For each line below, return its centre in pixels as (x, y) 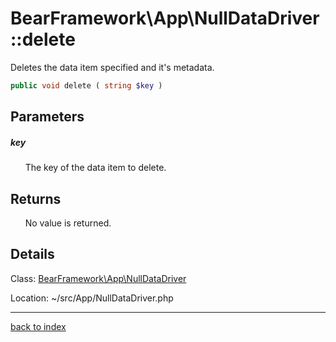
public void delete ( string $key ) (86, 85)
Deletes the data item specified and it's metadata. (112, 67)
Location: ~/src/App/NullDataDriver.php (92, 298)
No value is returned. (68, 223)
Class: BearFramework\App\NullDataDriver (98, 278)
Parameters (47, 117)
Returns (36, 198)
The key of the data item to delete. (95, 168)
